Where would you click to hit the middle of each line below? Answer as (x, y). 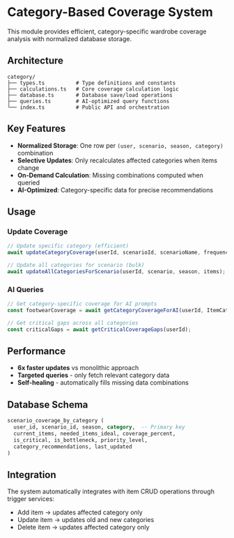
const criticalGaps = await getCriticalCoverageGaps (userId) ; (99, 329)
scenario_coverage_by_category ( (56, 421)
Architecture (36, 61)
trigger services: (31, 499)
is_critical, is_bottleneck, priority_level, (81, 440)
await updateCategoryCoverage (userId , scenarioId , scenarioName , (104, 253)
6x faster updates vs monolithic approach (78, 368)
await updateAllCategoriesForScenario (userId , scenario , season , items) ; (117, 271)
